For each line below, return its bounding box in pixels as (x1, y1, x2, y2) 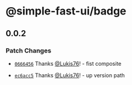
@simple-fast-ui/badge (5, 4, 127, 18)
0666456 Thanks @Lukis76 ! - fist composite (14, 60, 122, 67)
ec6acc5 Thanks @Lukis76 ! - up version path (14, 71, 125, 79)
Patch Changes (5, 46, 52, 55)
